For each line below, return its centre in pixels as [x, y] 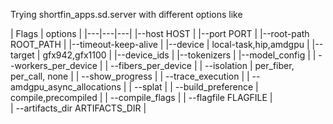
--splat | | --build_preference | [196, 87]
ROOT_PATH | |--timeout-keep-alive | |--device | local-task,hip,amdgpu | [160, 44]
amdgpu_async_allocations [66, 87]
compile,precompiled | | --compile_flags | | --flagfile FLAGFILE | [141, 97]
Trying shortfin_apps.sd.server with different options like [126, 14]
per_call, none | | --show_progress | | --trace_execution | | [130, 76]
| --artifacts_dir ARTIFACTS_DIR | [78, 108]
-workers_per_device [54, 65]
